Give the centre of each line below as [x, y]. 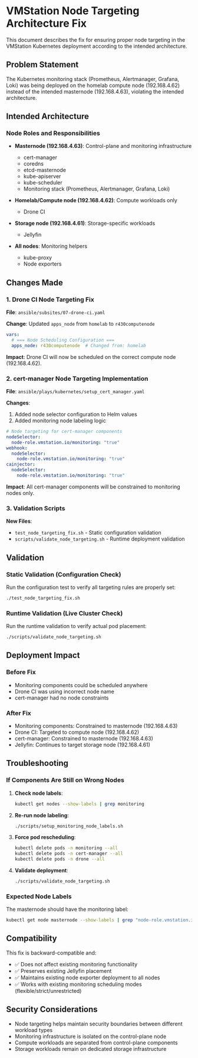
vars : [13, 335]
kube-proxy [37, 258]
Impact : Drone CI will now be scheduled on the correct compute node [91, 357]
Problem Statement [42, 65]
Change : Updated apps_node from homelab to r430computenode [80, 324]
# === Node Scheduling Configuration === [63, 340]
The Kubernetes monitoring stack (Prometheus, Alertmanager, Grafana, [93, 79]
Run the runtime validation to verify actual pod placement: [77, 626]
